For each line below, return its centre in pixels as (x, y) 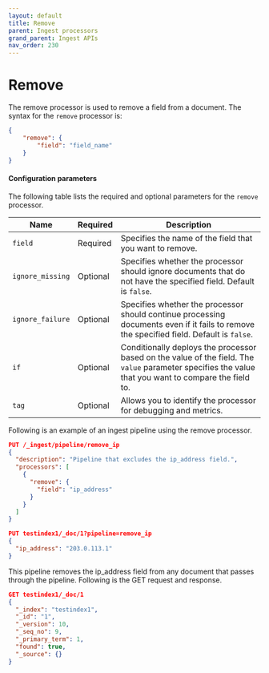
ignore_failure (41, 319)
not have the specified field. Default (187, 281)
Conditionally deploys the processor (189, 347)
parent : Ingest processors (53, 30)
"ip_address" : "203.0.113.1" (64, 549)
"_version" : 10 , (42, 625)
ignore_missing (41, 276)
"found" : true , (41, 647)
